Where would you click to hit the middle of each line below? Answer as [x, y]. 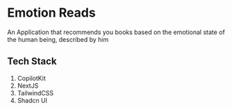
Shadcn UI [32, 100]
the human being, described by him [58, 39]
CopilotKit [32, 78]
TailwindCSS [35, 93]
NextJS [28, 86]
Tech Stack [32, 62]
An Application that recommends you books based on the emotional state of [116, 32]
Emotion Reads [51, 13]
